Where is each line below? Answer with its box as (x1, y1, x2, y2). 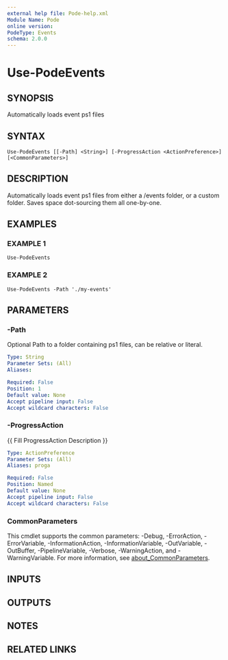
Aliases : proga (7, 462, 51, 469)
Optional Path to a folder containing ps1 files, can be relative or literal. (7, 341, 203, 349)
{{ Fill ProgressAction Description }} (7, 436, 108, 444)
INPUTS (7, 574, 41, 585)
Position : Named (7, 481, 53, 488)
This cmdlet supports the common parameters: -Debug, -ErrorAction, (7, 532, 203, 540)
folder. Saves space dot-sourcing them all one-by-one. (7, 198, 162, 206)
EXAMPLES (7, 219, 57, 230)
